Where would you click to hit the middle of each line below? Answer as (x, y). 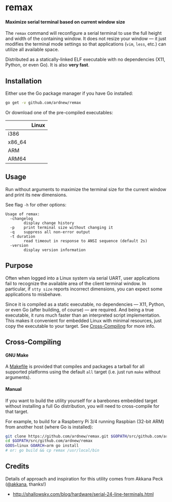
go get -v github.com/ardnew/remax (43, 103)
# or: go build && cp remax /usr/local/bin (52, 451)
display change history (49, 223)
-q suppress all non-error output (50, 232)
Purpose (19, 266)
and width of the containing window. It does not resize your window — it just (86, 39)
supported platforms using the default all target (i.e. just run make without (83, 372)
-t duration (23, 236)
